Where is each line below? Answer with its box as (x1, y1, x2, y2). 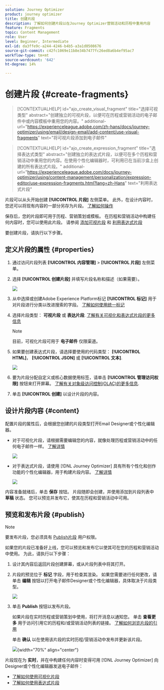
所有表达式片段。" (25, 164, 62, 170)
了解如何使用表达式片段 (12, 680, 60, 686)
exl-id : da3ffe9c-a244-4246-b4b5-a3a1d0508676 (5, 44, 102, 49)
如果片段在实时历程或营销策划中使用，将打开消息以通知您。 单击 (12, 613, 142, 619)
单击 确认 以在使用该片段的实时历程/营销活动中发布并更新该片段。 (12, 636, 145, 642)
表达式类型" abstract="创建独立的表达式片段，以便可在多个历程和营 (21, 152, 158, 157)
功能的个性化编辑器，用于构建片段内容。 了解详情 (12, 469, 112, 475)
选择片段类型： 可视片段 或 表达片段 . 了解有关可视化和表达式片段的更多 (12, 312, 155, 318)
